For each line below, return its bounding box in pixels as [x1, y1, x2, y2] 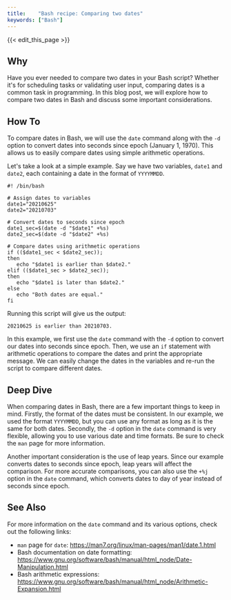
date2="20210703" [7, 207, 57, 214]
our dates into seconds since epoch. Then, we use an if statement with [7, 342, 211, 350]
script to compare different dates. [7, 364, 103, 372]
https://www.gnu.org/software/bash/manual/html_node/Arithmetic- [17, 577, 208, 586]
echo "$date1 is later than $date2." [16, 279, 125, 286]
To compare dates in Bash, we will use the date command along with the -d [7, 134, 221, 142]
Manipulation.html [17, 563, 69, 571]
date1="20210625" [7, 201, 57, 208]
